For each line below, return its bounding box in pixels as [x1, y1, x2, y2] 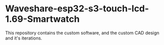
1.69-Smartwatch [5, 13, 80, 25]
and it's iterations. [5, 35, 43, 41]
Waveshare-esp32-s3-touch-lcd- [5, 3, 149, 14]
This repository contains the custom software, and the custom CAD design [5, 30, 159, 36]
